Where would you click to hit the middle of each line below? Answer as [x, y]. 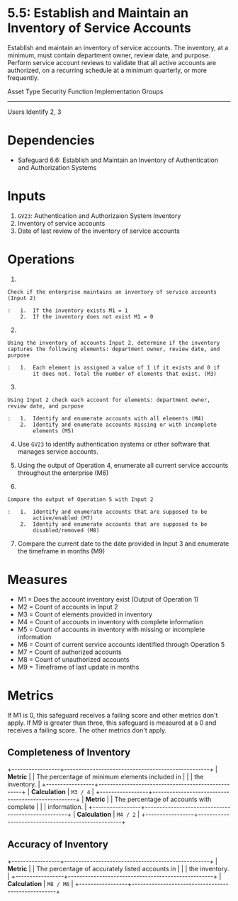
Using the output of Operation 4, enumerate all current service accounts [123, 465]
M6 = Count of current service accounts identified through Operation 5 [121, 644]
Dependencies [51, 140]
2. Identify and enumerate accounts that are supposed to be [114, 524]
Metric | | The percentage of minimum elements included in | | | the [106, 777]
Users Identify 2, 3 [34, 112]
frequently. [23, 78]
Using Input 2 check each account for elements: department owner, [109, 400]
